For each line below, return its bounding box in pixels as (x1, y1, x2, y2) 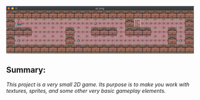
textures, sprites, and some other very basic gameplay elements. (6, 87, 166, 94)
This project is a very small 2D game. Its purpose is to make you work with (6, 80, 190, 88)
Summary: (6, 65, 46, 75)
